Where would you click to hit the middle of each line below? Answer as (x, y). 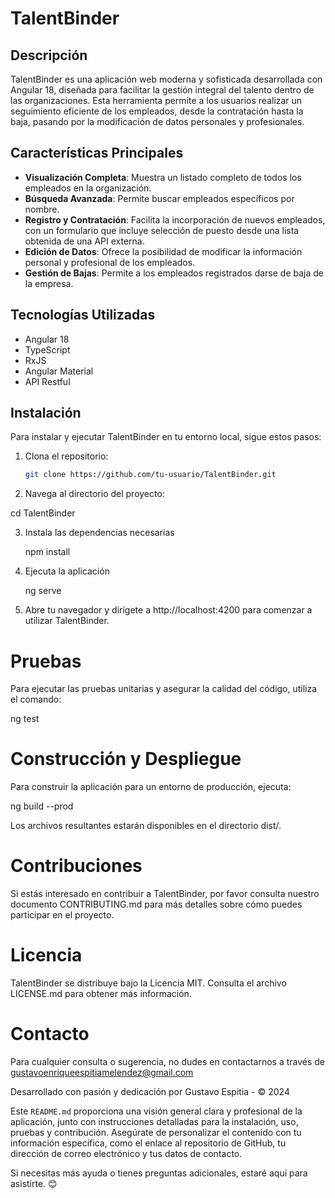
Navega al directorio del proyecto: (94, 494)
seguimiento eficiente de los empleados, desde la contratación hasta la (157, 111)
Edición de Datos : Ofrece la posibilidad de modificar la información (163, 251)
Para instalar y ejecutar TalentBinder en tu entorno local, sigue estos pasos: (166, 437)
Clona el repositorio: (66, 456)
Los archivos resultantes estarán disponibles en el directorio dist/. (146, 826)
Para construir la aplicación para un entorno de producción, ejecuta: (151, 787)
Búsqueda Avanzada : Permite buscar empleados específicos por (159, 198)
